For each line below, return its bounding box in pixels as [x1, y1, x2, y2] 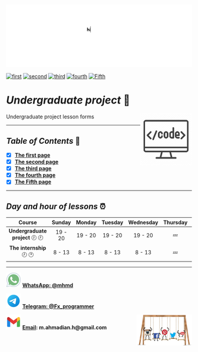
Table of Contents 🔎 [6, 135, 81, 146]
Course [18, 218, 37, 226]
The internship [9, 244, 47, 251]
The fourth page [14, 172, 56, 179]
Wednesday [128, 218, 159, 226]
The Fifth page [14, 178, 51, 185]
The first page [14, 151, 51, 159]
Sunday [51, 218, 71, 226]
